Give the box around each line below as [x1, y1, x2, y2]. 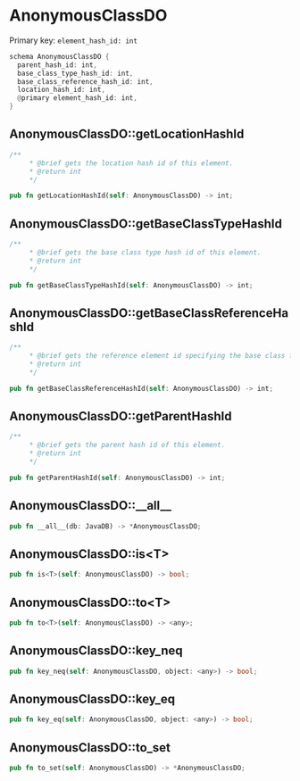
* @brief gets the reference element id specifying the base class [29, 352, 286, 361]
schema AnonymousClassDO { [9, 52, 110, 61]
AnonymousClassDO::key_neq [9, 644, 183, 659]
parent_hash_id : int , [17, 60, 98, 70]
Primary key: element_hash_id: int [9, 35, 138, 46]
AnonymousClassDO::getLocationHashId [9, 127, 245, 142]
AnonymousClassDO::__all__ [9, 498, 172, 513]
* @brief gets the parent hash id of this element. [29, 441, 226, 450]
